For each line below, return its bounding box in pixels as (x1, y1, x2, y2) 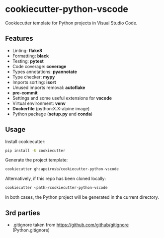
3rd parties (5, 209, 41, 217)
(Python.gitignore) (12, 227, 50, 233)
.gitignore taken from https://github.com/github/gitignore (12, 222, 129, 228)
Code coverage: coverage (12, 63, 67, 69)
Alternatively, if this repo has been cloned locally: (5, 175, 106, 182)
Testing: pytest (12, 58, 44, 64)
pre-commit (12, 89, 38, 95)
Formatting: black (12, 53, 49, 59)
